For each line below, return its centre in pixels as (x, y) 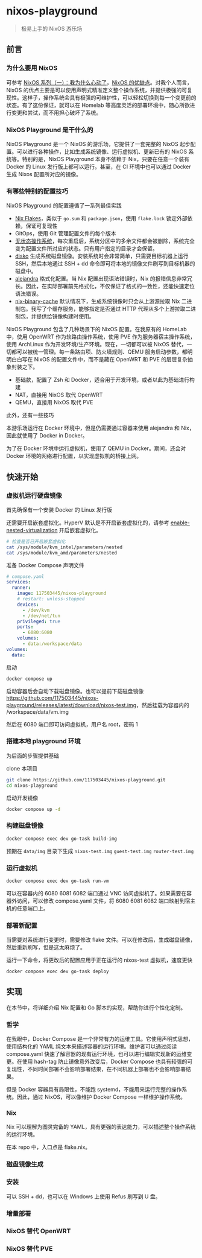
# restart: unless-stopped (51, 599)
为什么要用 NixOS (32, 68)
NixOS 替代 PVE (30, 1249)
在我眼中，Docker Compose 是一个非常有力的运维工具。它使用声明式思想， (100, 1039)
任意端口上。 (33, 908)
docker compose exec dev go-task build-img (62, 839)
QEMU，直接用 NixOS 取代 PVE (54, 402)
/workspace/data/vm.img (38, 712)
